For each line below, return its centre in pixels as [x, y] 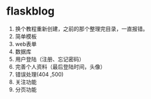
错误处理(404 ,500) [39, 74]
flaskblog [31, 11]
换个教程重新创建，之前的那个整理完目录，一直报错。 [82, 29]
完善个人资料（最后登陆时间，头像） [60, 67]
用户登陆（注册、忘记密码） [50, 59]
